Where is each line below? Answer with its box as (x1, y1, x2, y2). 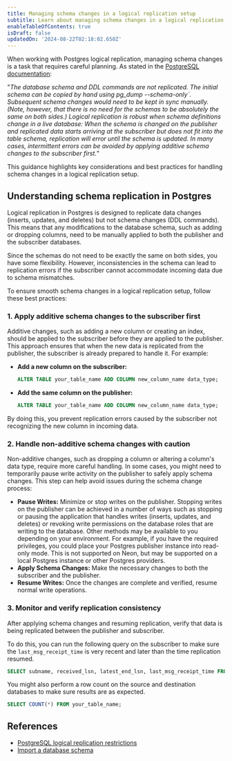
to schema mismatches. (7, 273, 75, 281)
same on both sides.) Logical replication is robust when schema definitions (7, 112, 221, 121)
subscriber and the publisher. (17, 571, 101, 580)
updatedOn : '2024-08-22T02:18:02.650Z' (7, 36, 122, 43)
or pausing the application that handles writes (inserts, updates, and (17, 512, 211, 521)
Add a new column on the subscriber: (17, 363, 128, 371)
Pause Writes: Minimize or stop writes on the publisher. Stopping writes (17, 498, 222, 506)
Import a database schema (17, 746, 94, 755)
